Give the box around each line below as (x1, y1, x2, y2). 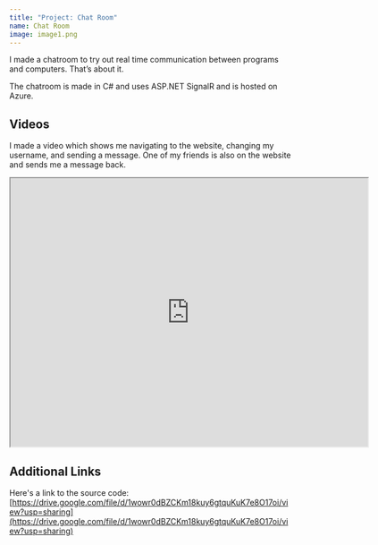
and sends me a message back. (9, 159, 127, 170)
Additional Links (9, 464, 102, 479)
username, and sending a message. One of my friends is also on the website (9, 149, 291, 161)
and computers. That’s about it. (9, 64, 124, 74)
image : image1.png (9, 30, 78, 38)
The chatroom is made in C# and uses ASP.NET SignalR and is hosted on (9, 81, 278, 92)
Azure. (9, 90, 34, 101)
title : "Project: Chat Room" (9, 13, 118, 22)
